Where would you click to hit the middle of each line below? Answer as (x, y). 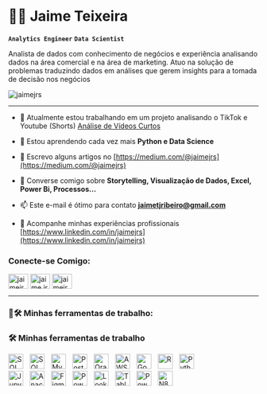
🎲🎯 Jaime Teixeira (68, 16)
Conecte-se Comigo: (50, 260)
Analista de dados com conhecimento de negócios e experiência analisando (133, 53)
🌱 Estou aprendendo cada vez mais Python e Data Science (117, 141)
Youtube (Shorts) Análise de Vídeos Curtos (90, 126)
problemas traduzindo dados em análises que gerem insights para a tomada (133, 70)
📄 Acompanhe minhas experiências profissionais (99, 223)
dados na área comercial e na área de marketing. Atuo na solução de (121, 62)
